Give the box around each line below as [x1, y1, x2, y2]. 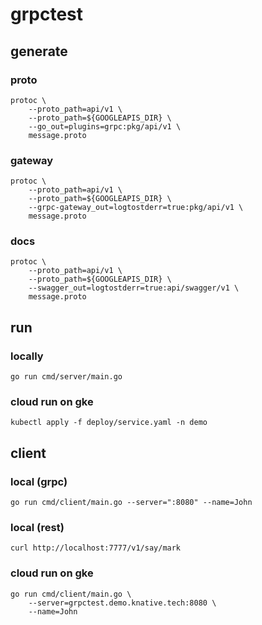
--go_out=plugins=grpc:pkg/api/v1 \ [28, 121, 182, 132]
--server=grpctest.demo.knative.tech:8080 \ [28, 598, 217, 608]
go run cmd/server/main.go [10, 372, 123, 382]
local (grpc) [10, 474, 68, 488]
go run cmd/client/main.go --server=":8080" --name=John [10, 498, 253, 508]
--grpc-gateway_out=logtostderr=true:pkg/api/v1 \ [28, 203, 244, 213]
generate [10, 43, 68, 60]
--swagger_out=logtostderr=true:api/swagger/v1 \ [28, 283, 240, 293]
